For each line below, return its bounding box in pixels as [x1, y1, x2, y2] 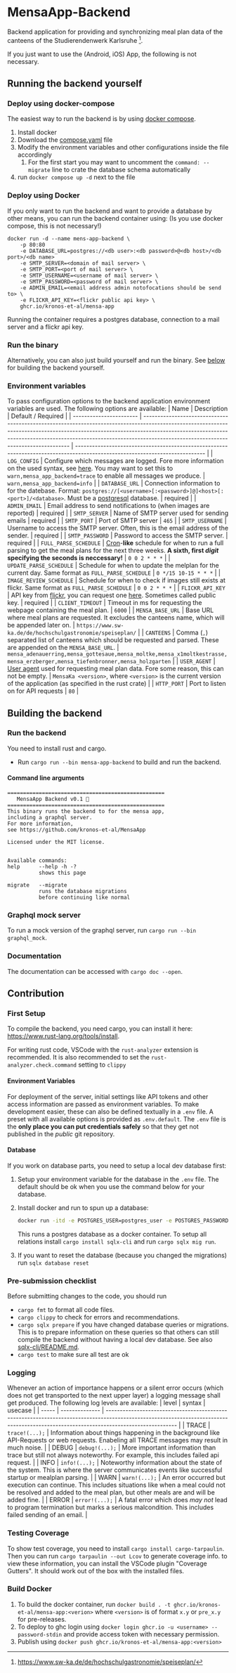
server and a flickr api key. [7, 323, 84, 331]
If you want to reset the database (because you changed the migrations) [17, 1251, 227, 1259]
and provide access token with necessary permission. [63, 1629, 220, 1638]
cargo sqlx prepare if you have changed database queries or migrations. [17, 1320, 229, 1329]
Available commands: [7, 857, 68, 864]
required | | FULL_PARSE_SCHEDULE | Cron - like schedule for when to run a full [7, 539, 224, 547]
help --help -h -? [7, 864, 77, 871]
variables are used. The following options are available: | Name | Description [7, 405, 228, 413]
